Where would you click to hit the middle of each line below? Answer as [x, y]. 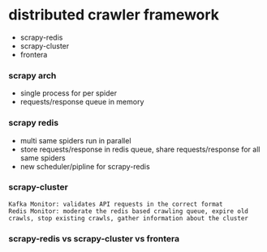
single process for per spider [69, 93]
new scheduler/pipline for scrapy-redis [85, 166]
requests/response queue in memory [82, 102]
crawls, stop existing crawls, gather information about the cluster [129, 218]
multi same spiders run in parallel [75, 140]
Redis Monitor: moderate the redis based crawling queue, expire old [129, 211]
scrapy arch [32, 75]
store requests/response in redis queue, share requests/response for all [140, 149]
